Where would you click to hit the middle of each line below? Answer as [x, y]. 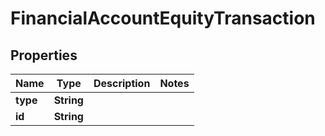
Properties [44, 55]
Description [122, 83]
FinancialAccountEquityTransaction [163, 18]
